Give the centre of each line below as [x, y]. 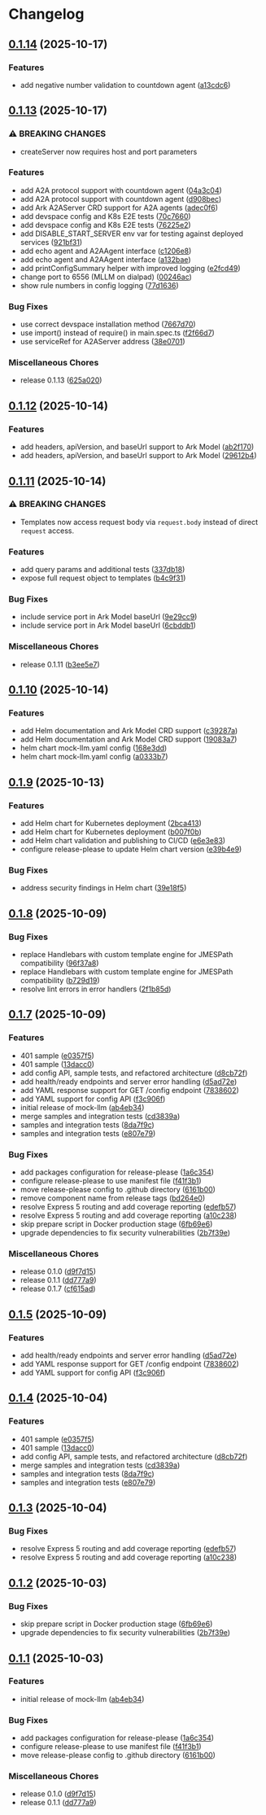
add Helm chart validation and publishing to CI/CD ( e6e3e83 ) [123, 841]
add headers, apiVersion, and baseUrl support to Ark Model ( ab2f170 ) [137, 447]
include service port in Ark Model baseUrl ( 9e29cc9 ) [109, 617]
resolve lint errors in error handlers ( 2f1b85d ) [96, 989]
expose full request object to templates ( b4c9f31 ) [103, 578]
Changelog [46, 14]
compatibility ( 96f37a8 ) [59, 963]
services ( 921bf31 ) [51, 242]
